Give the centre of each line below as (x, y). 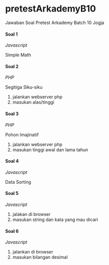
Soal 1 (12, 34)
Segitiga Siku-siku (24, 87)
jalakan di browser (31, 214)
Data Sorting (18, 182)
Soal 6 (12, 231)
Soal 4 (12, 161)
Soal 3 (12, 114)
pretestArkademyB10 (51, 9)
